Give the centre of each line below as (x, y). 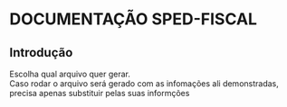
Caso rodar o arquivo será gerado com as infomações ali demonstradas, (144, 84)
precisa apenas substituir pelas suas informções (100, 93)
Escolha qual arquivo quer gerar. (70, 74)
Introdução (41, 53)
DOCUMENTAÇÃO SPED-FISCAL (134, 19)
